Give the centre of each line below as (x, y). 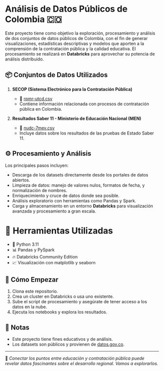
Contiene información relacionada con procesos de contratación (84, 104)
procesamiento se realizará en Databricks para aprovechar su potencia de (80, 54)
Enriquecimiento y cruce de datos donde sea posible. (66, 195)
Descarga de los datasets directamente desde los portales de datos (80, 175)
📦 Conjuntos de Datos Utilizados (56, 75)
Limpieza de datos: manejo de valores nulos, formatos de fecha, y (78, 185)
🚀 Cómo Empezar (32, 280)
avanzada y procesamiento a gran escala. (54, 211)
